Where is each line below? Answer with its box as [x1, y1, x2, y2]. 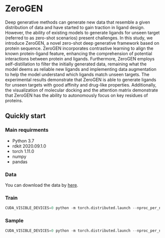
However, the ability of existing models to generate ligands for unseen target [5, 30, 160, 35]
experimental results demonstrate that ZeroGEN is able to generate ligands [5, 77, 156, 83]
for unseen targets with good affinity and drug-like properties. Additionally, [5, 82, 157, 88]
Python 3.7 [12, 138, 34, 144]
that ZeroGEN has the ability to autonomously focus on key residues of [5, 92, 148, 98]
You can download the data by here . [5, 182, 79, 188]
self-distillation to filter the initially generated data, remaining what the [5, 61, 147, 67]
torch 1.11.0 [12, 148, 34, 154]
